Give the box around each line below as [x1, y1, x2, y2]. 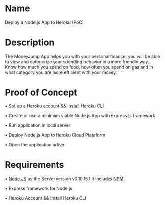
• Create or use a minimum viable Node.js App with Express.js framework [5, 112, 155, 118]
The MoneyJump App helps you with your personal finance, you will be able [5, 53, 160, 59]
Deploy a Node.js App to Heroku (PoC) [5, 19, 84, 25]
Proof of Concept [5, 87, 78, 98]
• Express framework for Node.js [5, 185, 73, 191]
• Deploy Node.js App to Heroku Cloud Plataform [5, 132, 106, 138]
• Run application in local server [5, 122, 71, 128]
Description [5, 37, 55, 48]
